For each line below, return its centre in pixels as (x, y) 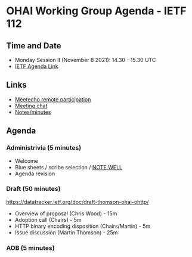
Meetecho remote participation (53, 99)
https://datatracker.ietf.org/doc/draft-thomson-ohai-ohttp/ (78, 202)
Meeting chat (31, 106)
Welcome (27, 161)
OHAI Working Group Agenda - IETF (96, 11)
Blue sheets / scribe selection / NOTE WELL (69, 167)
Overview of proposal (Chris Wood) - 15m (66, 213)
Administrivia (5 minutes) (44, 148)
